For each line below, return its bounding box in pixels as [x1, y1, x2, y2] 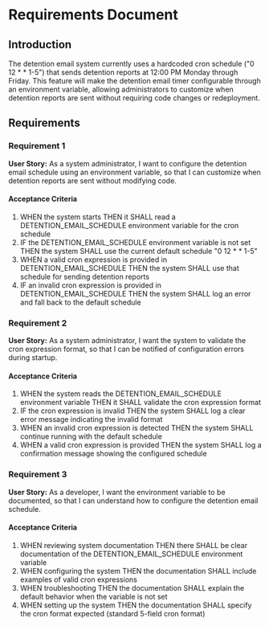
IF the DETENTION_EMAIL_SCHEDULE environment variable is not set [19, 237, 251, 247]
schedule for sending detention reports [19, 272, 150, 281]
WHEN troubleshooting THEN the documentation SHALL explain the [19, 583, 245, 592]
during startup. [8, 353, 58, 362]
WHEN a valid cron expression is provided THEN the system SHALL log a [19, 440, 263, 450]
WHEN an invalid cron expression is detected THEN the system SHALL [19, 423, 254, 433]
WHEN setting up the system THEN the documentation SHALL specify [19, 600, 252, 610]
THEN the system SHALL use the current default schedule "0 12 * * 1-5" [19, 246, 259, 256]
